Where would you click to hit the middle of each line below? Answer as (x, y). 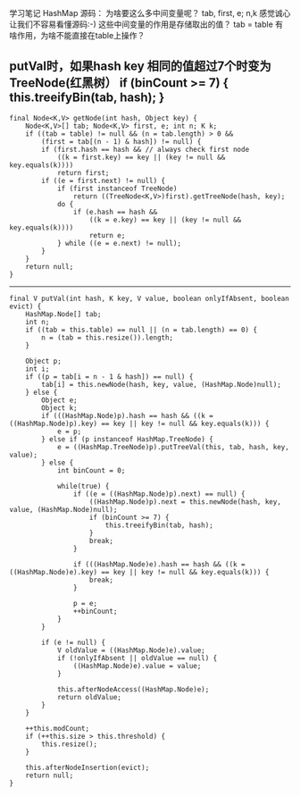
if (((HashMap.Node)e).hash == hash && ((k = (159, 564)
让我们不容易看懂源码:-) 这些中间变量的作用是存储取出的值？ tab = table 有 (146, 24)
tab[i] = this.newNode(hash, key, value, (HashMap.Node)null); (161, 384)
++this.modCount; (58, 728)
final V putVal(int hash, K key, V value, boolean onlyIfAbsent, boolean (150, 298)
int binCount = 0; (91, 470)
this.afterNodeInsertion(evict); (87, 767)
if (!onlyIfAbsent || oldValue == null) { (137, 658)
